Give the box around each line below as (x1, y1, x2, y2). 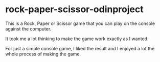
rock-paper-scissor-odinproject (5, 4, 144, 15)
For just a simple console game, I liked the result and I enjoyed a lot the (5, 45, 155, 51)
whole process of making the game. (5, 51, 81, 57)
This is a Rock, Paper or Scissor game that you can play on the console (5, 20, 155, 26)
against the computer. (5, 25, 52, 32)
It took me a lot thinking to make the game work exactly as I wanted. (5, 36, 149, 42)
